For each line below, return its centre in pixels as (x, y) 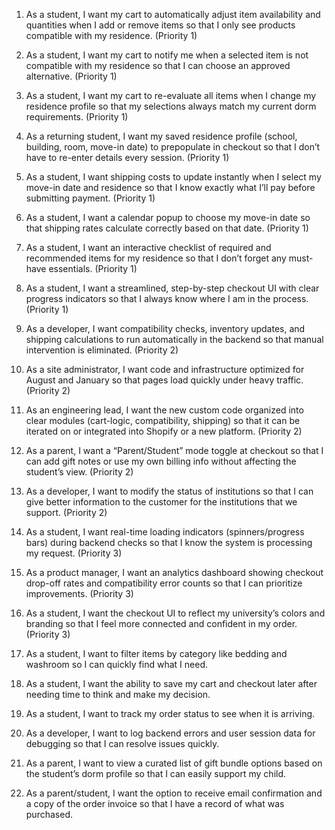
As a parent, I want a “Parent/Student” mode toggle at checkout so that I (174, 450)
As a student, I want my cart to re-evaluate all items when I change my (171, 95)
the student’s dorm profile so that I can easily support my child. (156, 773)
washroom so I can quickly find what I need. (116, 664)
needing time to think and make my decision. (118, 694)
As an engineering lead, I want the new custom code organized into (164, 410)
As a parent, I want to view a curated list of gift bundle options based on (174, 763)
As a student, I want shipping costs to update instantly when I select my (173, 177)
